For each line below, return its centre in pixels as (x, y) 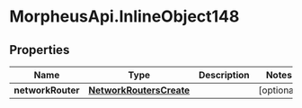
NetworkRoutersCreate (139, 90)
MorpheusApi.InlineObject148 (124, 17)
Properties (40, 50)
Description (224, 75)
